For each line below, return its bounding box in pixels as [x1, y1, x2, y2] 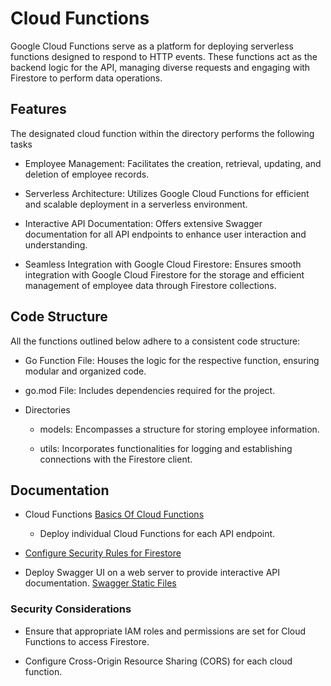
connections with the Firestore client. [39, 453, 193, 465]
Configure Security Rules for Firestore [24, 547, 182, 559]
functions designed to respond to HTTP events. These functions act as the [10, 50, 318, 62]
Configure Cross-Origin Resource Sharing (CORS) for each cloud [24, 655, 293, 667]
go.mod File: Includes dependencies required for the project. [24, 384, 276, 396]
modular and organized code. [24, 365, 147, 377]
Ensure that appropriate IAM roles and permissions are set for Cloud [24, 625, 307, 637]
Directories [24, 403, 71, 416]
